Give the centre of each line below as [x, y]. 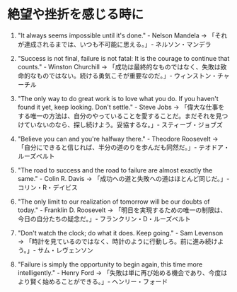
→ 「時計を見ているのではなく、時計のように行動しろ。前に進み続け [117, 241]
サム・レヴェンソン [66, 250]
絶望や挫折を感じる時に [76, 14]
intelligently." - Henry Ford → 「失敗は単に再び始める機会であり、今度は [122, 272]
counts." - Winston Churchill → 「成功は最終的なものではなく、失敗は [119, 66]
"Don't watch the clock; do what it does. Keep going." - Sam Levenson [120, 233]
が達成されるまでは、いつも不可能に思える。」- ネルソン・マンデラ [114, 44]
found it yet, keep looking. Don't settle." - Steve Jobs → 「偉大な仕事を [121, 107]
